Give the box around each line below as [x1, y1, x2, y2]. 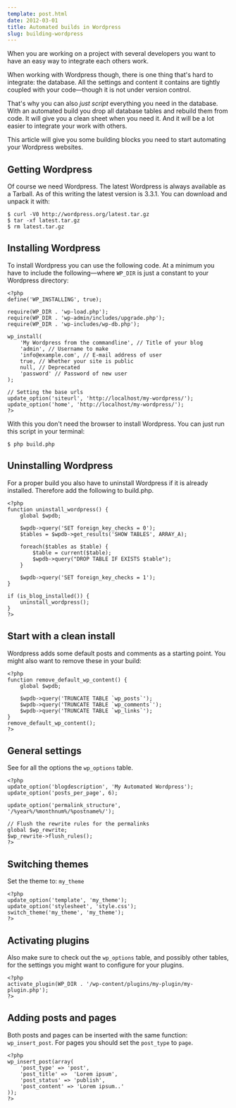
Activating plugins [7, 934, 90, 946]
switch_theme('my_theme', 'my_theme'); [7, 909, 125, 917]
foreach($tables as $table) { [20, 543, 109, 550]
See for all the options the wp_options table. [7, 763, 134, 772]
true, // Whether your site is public [20, 357, 134, 364]
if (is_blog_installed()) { [7, 592, 90, 600]
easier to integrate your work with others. [7, 121, 128, 131]
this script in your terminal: [7, 427, 85, 435]
